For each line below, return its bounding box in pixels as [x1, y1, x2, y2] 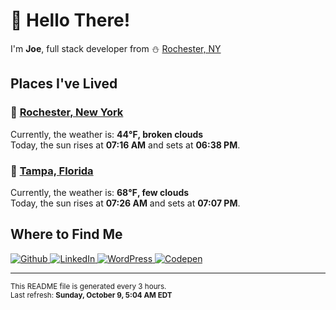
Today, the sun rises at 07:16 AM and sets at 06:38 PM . [10, 139, 241, 151]
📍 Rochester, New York [10, 105, 124, 119]
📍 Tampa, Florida [10, 164, 94, 178]
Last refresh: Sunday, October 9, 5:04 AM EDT [10, 290, 173, 300]
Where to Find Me [10, 226, 123, 243]
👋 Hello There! [10, 9, 131, 32]
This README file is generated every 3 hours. [10, 281, 167, 291]
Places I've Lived [10, 75, 118, 93]
